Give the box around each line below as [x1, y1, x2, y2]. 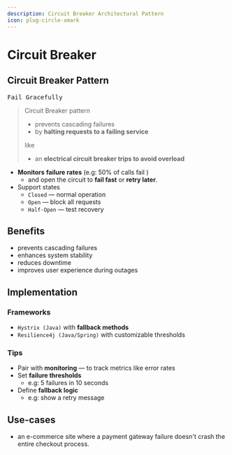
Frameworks [7, 307, 51, 317]
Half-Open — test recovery [27, 205, 104, 213]
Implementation [7, 286, 78, 298]
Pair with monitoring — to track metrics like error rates [17, 364, 176, 373]
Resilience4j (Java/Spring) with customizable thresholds [17, 331, 185, 339]
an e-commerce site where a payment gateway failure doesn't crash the [17, 433, 226, 441]
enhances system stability [17, 251, 93, 259]
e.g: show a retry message [27, 393, 105, 402]
